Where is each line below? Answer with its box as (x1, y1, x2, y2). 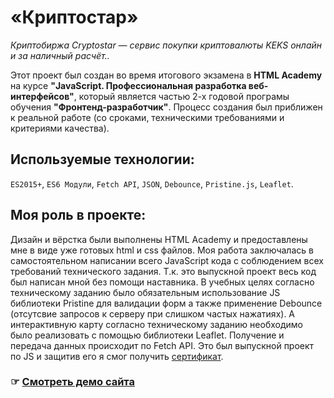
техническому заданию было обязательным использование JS (10, 286, 281, 298)
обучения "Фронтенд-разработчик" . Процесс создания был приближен (10, 101, 323, 113)
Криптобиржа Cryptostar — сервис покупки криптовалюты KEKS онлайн (10, 39, 323, 51)
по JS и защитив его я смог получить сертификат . (10, 350, 224, 362)
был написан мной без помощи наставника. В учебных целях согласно (10, 276, 315, 288)
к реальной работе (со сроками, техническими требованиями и (10, 111, 285, 123)
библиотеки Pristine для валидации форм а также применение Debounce (10, 297, 323, 309)
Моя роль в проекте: (10, 207, 147, 224)
